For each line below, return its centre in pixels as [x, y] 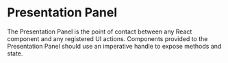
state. [15, 53]
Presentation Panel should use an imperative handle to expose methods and [114, 46]
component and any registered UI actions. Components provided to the [107, 38]
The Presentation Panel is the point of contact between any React [100, 32]
